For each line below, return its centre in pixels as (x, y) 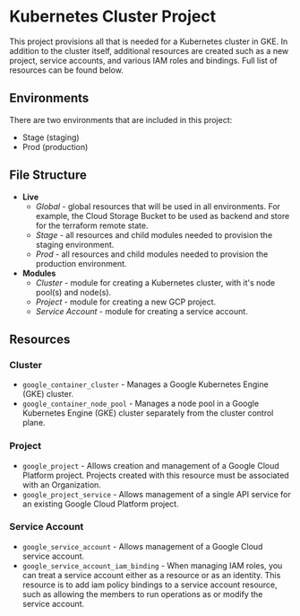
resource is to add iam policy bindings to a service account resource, (150, 585)
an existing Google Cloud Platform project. (100, 504)
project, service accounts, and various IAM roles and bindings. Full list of (143, 60)
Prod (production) (55, 146)
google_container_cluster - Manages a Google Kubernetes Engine (145, 384)
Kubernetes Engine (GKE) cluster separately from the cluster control (148, 413)
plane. (34, 423)
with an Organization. (61, 484)
